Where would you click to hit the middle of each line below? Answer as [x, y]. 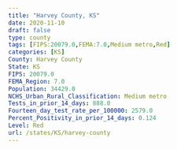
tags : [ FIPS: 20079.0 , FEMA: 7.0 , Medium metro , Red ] [89, 45]
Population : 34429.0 [42, 89]
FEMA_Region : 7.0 [37, 81]
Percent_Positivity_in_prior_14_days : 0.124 [82, 118]
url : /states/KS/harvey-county [59, 132]
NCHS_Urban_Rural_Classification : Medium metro [88, 96]
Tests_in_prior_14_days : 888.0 [59, 103]
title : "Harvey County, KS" [54, 15]
